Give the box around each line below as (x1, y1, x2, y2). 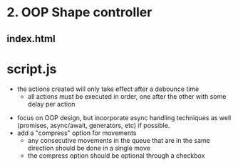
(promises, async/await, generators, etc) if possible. (16, 121, 170, 129)
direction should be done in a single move (27, 144, 151, 152)
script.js (6, 61, 57, 77)
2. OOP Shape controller (6, 4, 152, 21)
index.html (6, 33, 56, 45)
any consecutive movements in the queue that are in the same (27, 136, 211, 144)
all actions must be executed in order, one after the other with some (27, 92, 227, 100)
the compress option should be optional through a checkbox (27, 151, 205, 160)
